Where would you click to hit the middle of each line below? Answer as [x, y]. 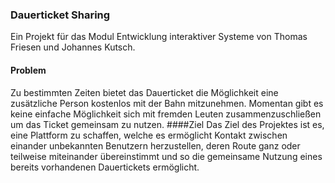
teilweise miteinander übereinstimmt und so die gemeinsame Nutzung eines [166, 156]
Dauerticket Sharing [60, 15]
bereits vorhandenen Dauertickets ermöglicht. [105, 167]
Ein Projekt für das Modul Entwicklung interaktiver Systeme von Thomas [159, 37]
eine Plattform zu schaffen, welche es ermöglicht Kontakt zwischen [149, 135]
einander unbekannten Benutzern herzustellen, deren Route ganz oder [155, 145]
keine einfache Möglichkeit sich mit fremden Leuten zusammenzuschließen [166, 114]
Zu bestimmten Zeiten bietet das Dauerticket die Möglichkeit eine [144, 92]
